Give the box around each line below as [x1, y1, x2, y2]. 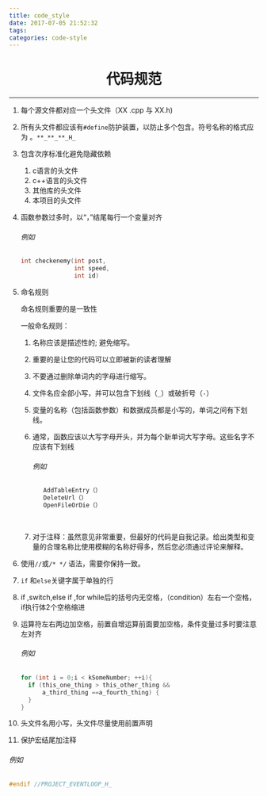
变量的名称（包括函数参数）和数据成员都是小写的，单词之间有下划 [32, 405, 248, 415]
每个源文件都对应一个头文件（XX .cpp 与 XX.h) [20, 105, 174, 115]
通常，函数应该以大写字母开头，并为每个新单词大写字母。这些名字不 [32, 432, 255, 442]
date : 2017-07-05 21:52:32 [9, 19, 98, 27]
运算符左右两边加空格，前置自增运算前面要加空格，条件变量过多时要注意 [20, 619, 257, 629]
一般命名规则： [20, 321, 70, 331]
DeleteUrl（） [43, 494, 88, 502]
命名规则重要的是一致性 [20, 304, 97, 314]
